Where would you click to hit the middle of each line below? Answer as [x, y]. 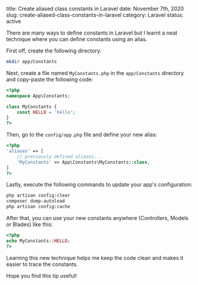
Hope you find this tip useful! [42, 275]
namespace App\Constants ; [38, 96]
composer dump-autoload [36, 201]
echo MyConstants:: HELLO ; [38, 241]
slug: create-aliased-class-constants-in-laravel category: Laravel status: [95, 15]
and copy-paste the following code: [50, 79]
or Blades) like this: [30, 224]
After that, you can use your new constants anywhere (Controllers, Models [98, 218]
